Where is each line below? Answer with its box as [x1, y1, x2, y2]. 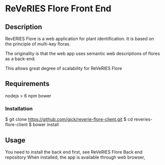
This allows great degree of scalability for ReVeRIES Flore [5, 65, 122, 71]
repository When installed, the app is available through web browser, [5, 154, 145, 160]
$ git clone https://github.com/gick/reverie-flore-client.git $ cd [5, 117, 133, 123]
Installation [5, 105, 33, 112]
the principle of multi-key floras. [5, 41, 71, 47]
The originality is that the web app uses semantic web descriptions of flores [5, 50, 160, 56]
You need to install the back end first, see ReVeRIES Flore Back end [5, 149, 143, 155]
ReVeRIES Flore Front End [5, 3, 111, 14]
